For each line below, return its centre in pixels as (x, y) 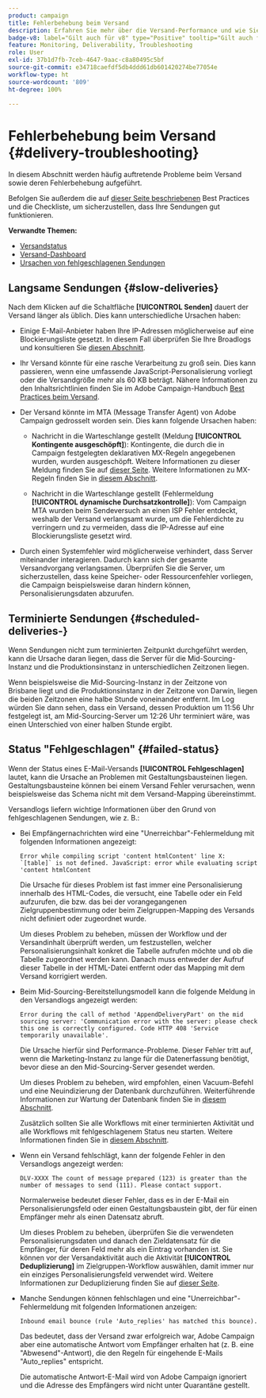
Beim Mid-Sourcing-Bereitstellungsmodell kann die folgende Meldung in (137, 991)
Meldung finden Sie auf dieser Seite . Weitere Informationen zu (133, 470)
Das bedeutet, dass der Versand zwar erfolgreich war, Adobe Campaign (137, 1336)
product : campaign (38, 15)
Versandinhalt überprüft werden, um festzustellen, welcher (116, 942)
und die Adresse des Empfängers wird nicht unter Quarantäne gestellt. (135, 1385)
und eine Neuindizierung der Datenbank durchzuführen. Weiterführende (137, 1091)
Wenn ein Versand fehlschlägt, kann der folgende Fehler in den (122, 1155)
